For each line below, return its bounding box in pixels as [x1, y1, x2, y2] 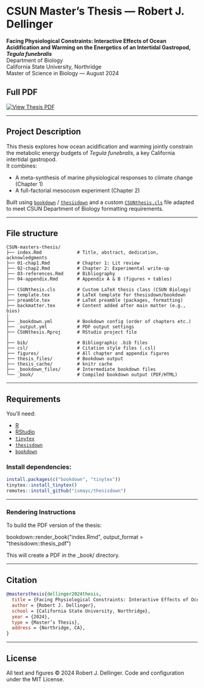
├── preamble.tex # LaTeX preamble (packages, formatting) [6, 298, 183, 304]
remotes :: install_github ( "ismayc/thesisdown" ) [6, 488, 126, 494]
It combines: [6, 162, 38, 169]
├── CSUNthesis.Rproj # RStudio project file [6, 329, 137, 335]
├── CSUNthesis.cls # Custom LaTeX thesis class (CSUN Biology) [6, 287, 191, 293]
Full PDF [6, 87, 38, 98]
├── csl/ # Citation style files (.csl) [6, 345, 156, 352]
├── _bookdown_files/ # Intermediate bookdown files [6, 366, 156, 373]
